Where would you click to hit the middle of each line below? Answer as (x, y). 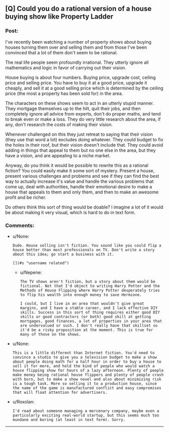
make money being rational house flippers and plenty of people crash (88, 375)
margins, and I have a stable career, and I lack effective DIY (89, 308)
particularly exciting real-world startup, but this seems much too (86, 415)
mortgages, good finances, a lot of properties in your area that (91, 321)
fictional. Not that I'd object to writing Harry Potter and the (90, 286)
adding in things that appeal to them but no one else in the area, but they (80, 150)
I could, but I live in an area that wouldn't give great (82, 303)
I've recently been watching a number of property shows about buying (78, 42)
